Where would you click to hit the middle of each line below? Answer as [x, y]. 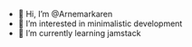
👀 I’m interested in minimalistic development [100, 23]
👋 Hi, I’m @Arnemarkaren [65, 14]
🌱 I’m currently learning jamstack [79, 33]
